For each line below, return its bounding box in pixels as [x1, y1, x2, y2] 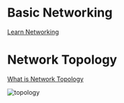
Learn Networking [7, 28, 59, 36]
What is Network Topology [7, 75, 84, 83]
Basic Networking [7, 5, 113, 21]
